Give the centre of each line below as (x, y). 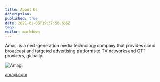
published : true (21, 18)
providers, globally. (24, 56)
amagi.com (16, 75)
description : (18, 14)
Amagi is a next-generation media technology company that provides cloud (80, 46)
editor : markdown (23, 32)
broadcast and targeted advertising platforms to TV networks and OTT (75, 51)
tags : (10, 27)
